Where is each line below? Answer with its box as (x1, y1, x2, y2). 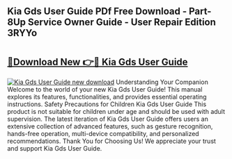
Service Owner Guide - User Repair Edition (27, 17, 216, 28)
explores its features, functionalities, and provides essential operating (7, 93, 207, 101)
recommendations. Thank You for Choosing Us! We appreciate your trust (7, 137, 216, 145)
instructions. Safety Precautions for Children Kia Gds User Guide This (7, 100, 207, 108)
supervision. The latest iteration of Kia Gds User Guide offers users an (7, 115, 209, 123)
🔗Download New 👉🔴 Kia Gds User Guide (7, 56, 188, 68)
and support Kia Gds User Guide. (7, 144, 102, 152)
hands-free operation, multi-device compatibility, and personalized (7, 130, 200, 137)
